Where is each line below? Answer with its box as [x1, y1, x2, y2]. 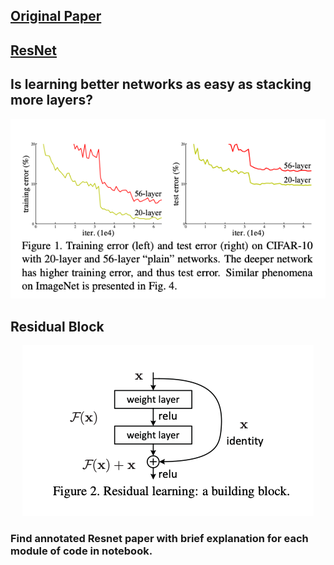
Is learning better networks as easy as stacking [10, 76, 312, 93]
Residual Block [10, 318, 105, 335]
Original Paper [10, 8, 102, 25]
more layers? [10, 92, 93, 109]
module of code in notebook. [10, 544, 153, 558]
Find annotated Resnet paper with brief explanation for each [10, 531, 309, 545]
